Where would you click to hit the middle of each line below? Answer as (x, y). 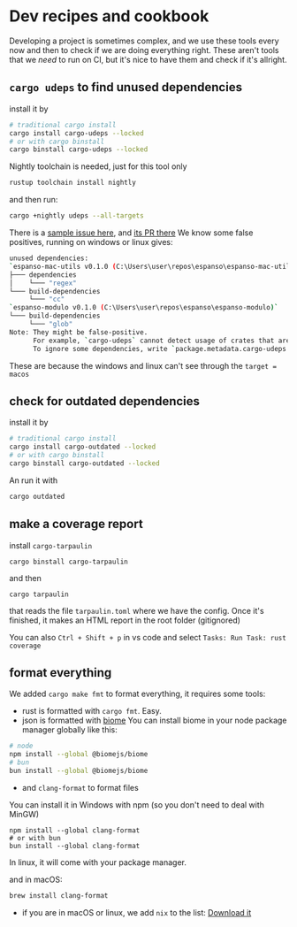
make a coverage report (76, 524)
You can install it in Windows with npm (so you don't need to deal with (137, 804)
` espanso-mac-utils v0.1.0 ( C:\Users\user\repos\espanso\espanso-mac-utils (152, 266)
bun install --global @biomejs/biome (79, 770)
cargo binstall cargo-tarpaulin (69, 562)
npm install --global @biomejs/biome (79, 755)
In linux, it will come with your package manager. (98, 862)
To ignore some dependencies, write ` (104, 349)
